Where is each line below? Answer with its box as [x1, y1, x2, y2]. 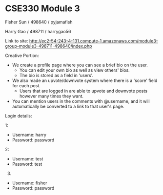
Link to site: [5, 38, 28, 44]
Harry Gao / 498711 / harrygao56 [5, 28, 71, 34]
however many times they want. [19, 93, 84, 99]
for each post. [12, 82, 41, 88]
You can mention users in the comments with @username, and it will [12, 98, 150, 104]
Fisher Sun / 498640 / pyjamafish [5, 19, 73, 25]
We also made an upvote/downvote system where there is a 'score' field [12, 78, 158, 83]
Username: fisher [12, 180, 47, 186]
